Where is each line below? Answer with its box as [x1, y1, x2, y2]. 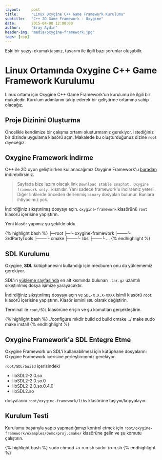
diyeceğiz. [5, 139, 26, 145]
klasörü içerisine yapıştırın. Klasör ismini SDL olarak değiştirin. [5, 297, 128, 303]
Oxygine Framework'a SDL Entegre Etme [5, 335, 131, 344]
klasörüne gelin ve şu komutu [82, 430, 142, 436]
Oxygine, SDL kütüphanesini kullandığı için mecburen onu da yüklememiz [5, 263, 153, 269]
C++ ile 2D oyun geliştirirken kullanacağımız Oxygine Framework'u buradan [5, 167, 157, 173]
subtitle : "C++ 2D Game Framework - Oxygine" [5, 16, 104, 21]
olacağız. [5, 102, 23, 108]
